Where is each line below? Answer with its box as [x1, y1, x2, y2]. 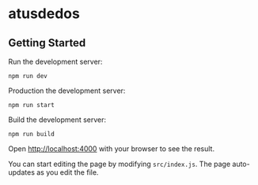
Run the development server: [8, 57, 103, 66]
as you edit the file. [36, 168, 99, 177]
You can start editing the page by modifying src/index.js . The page [8, 159, 231, 168]
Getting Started [8, 36, 86, 50]
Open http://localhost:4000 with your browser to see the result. [8, 144, 215, 154]
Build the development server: [8, 115, 107, 124]
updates [8, 168, 36, 177]
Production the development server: [8, 86, 126, 95]
